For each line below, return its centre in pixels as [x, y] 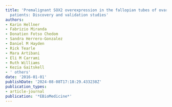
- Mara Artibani [23, 53]
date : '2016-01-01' [26, 77]
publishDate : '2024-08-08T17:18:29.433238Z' [53, 82]
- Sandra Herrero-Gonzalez [34, 39]
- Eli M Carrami [23, 58]
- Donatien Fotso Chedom [32, 34]
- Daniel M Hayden [25, 44]
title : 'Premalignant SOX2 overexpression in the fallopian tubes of [81, 10]
